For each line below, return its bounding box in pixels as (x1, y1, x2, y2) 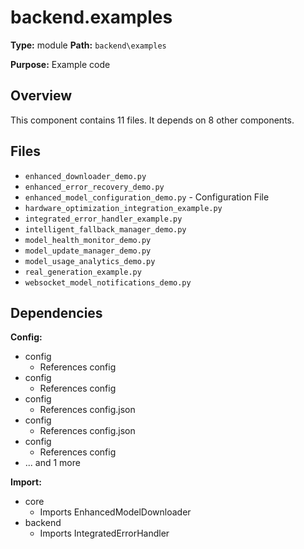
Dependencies (10, 304, 103, 321)
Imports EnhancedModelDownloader (39, 506, 192, 518)
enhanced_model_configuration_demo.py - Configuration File (24, 191, 270, 203)
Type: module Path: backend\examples (10, 39, 167, 51)
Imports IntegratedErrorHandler (39, 527, 170, 540)
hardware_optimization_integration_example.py (24, 203, 223, 213)
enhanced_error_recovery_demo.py (24, 182, 165, 192)
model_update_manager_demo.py (24, 246, 152, 256)
